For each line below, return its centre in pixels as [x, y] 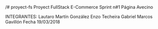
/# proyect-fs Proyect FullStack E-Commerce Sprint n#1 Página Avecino [79, 7]
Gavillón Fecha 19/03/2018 [33, 22]
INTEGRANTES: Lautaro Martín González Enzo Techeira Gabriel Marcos [79, 16]
